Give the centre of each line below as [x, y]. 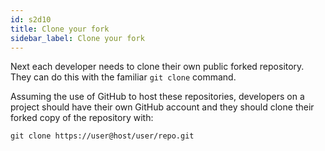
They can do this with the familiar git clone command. [123, 77]
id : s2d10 [31, 19]
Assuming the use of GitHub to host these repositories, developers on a [157, 97]
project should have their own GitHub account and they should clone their [162, 107]
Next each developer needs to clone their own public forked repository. [157, 67]
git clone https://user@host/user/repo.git [102, 136]
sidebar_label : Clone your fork [77, 38]
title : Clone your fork [60, 29]
